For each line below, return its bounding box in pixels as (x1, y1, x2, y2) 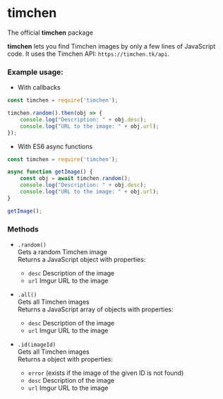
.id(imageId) (17, 341, 56, 349)
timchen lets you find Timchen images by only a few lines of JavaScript (7, 42, 216, 50)
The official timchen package (7, 28, 94, 37)
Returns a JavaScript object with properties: (17, 256, 146, 264)
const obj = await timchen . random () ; (20, 175, 131, 182)
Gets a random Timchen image (17, 248, 108, 256)
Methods (7, 224, 39, 234)
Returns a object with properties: (17, 355, 113, 364)
